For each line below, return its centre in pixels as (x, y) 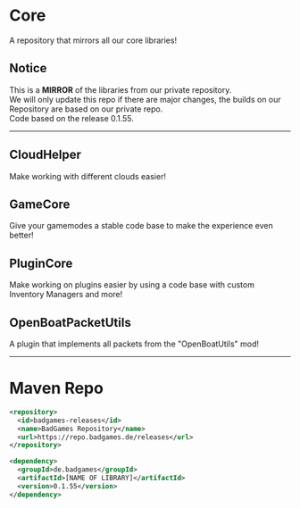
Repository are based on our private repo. (86, 109)
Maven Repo (57, 388)
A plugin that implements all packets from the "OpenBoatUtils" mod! (134, 344)
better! (21, 235)
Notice (28, 68)
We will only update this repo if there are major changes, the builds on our (145, 99)
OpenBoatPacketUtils (70, 322)
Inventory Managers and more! (66, 295)
